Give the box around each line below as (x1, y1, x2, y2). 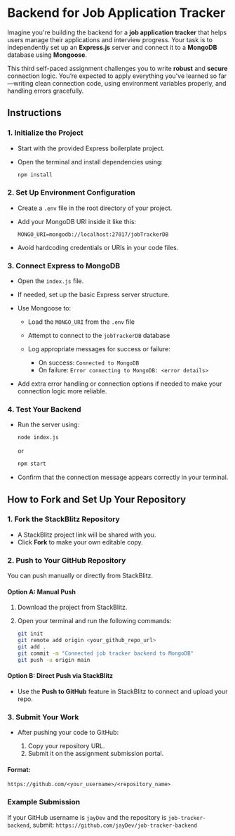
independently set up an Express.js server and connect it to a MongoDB (7, 43, 217, 51)
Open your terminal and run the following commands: (17, 617, 172, 625)
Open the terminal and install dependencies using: (17, 157, 163, 166)
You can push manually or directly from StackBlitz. (7, 571, 153, 580)
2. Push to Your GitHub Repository (7, 555, 126, 565)
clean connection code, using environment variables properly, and (34, 79, 227, 87)
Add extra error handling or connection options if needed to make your (17, 379, 222, 388)
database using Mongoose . (7, 51, 88, 59)
